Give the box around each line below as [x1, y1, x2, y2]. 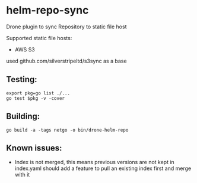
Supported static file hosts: [6, 34, 72, 41]
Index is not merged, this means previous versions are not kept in [14, 159, 175, 166]
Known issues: [6, 143, 62, 153]
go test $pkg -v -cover [6, 95, 65, 101]
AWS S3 [14, 45, 36, 53]
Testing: [6, 74, 37, 84]
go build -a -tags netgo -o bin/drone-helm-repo [6, 127, 129, 133]
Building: [6, 112, 40, 122]
